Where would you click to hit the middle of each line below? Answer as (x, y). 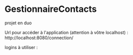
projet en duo (18, 23)
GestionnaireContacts (51, 9)
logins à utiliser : (21, 47)
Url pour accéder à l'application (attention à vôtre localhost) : (66, 32)
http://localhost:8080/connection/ (39, 38)
